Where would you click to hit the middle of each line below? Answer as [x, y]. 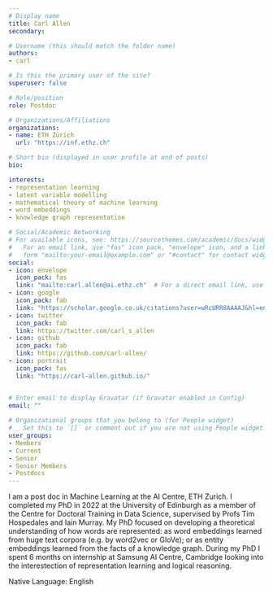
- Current [25, 451]
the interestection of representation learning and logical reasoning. [120, 566]
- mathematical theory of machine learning [83, 203]
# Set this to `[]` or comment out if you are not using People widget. [138, 428]
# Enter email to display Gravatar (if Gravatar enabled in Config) [127, 398]
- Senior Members [38, 466]
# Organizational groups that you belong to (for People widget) [121, 421]
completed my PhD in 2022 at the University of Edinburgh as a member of [132, 505]
